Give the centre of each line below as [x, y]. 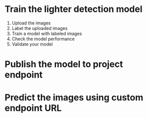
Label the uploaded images [40, 28]
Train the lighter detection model [74, 9]
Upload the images [31, 23]
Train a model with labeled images [47, 33]
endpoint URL [33, 108]
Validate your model [32, 44]
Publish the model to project [64, 64]
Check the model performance [43, 39]
